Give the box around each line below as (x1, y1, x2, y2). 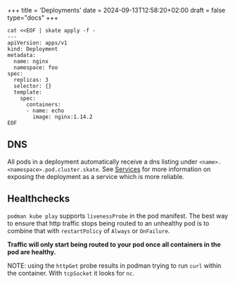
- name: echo (25, 107, 65, 114)
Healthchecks (7, 193, 70, 205)
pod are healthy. (7, 247, 56, 256)
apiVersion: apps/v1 (7, 39, 68, 47)
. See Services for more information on (98, 165, 211, 173)
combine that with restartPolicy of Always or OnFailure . (7, 226, 170, 235)
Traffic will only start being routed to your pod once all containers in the (7, 240, 222, 249)
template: (13, 89, 42, 96)
